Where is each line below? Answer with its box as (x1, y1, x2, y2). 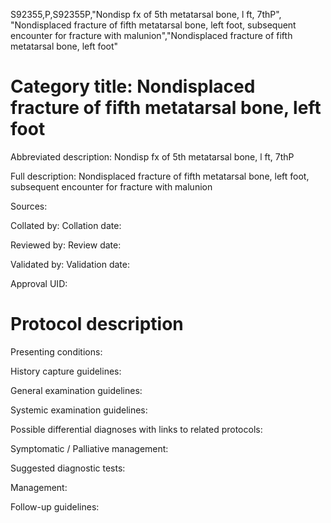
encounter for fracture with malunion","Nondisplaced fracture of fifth (10, 30, 293, 41)
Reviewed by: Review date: (10, 239, 122, 251)
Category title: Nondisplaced (10, 75, 256, 98)
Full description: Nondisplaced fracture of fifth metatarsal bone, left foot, (10, 170, 310, 182)
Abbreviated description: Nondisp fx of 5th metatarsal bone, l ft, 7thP (10, 150, 295, 163)
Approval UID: (10, 277, 68, 289)
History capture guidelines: (10, 365, 122, 377)
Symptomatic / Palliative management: (10, 442, 169, 454)
